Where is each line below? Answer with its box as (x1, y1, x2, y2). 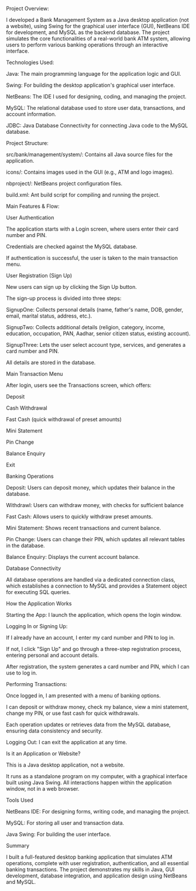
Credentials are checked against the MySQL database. (6, 243, 137, 250)
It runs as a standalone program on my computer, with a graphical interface (6, 773, 188, 779)
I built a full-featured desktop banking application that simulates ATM (6, 853, 173, 860)
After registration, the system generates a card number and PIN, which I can (6, 663, 190, 670)
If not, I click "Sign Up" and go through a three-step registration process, (6, 646, 181, 652)
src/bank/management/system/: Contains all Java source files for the (6, 151, 173, 158)
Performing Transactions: (6, 681, 67, 687)
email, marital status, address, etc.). (6, 312, 92, 319)
